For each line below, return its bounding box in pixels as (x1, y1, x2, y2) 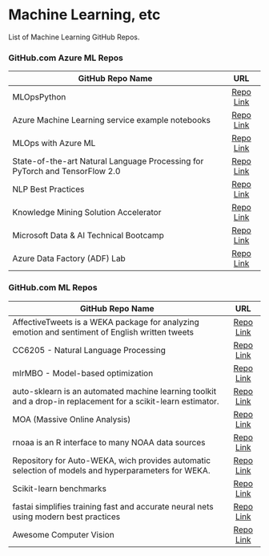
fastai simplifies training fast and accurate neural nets (12, 501, 214, 512)
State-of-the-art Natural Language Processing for (12, 156, 204, 167)
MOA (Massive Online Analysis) (12, 413, 131, 424)
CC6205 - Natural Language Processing (12, 344, 167, 355)
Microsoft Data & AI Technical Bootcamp (12, 230, 164, 241)
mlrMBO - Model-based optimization (12, 367, 154, 379)
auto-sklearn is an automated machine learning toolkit (12, 385, 217, 396)
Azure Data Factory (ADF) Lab (12, 253, 126, 264)
